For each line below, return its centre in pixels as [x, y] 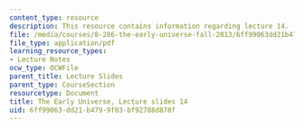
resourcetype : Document [54, 93]
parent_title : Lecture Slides [66, 77]
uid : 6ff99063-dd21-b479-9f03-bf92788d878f [93, 110]
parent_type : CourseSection [62, 85]
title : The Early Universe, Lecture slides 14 [99, 101]
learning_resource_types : [58, 51]
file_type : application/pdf [62, 43]
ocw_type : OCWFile [44, 69]
